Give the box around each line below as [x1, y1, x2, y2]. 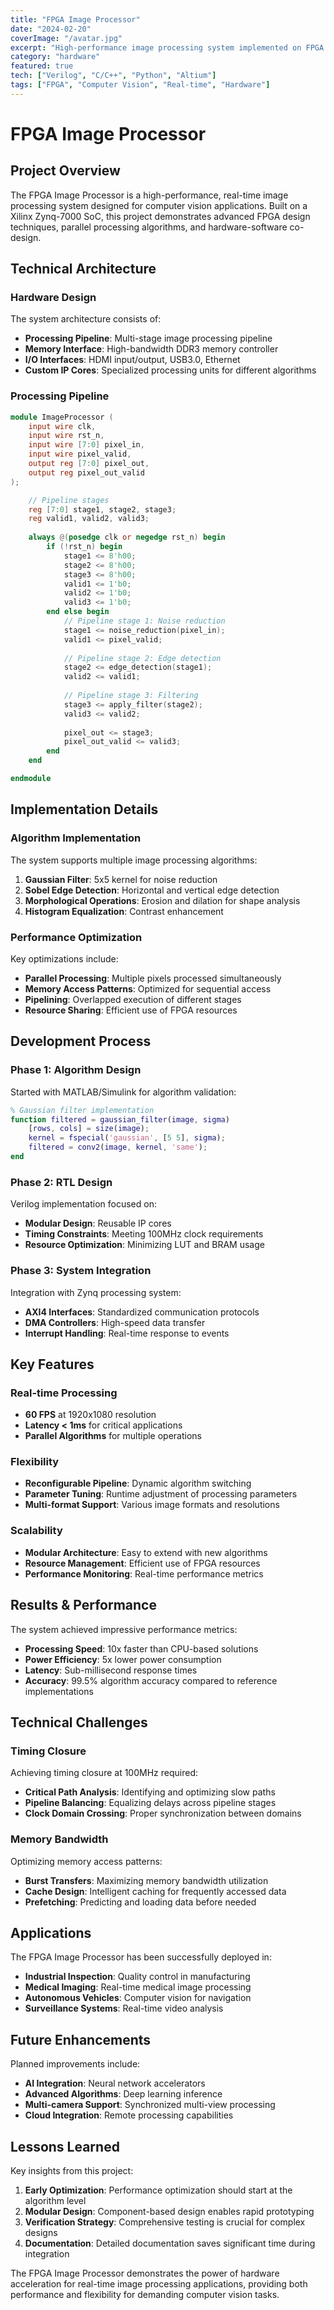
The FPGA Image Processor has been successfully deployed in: [10, 1951, 272, 1963]
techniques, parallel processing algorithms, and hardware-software [10, 221, 288, 233]
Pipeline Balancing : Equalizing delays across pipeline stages [24, 1797, 277, 1809]
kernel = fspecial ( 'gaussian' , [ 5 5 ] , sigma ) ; [28, 1133, 226, 1143]
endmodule [10, 774, 52, 784]
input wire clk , [28, 421, 97, 431]
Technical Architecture [10, 261, 157, 278]
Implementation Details [10, 801, 159, 818]
